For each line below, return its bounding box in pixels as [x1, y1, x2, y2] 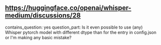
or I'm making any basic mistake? [5, 34, 72, 40]
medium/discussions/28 [5, 12, 81, 20]
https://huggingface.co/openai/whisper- [5, 4, 132, 12]
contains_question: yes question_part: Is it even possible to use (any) [5, 24, 143, 30]
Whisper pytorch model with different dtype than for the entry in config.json [5, 29, 157, 35]
